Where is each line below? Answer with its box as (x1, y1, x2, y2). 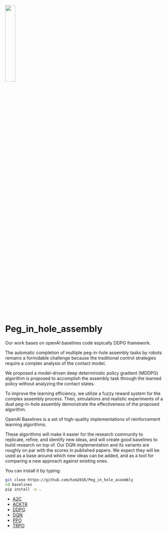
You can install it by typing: (5, 467, 61, 474)
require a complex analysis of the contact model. (5, 360, 106, 366)
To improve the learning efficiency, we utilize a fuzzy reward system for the (5, 390, 161, 396)
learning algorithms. (5, 421, 47, 428)
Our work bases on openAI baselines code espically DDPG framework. (5, 340, 151, 346)
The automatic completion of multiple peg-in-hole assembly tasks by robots (5, 349, 162, 356)
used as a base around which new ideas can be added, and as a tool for (5, 452, 154, 459)
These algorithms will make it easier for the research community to (5, 431, 143, 437)
